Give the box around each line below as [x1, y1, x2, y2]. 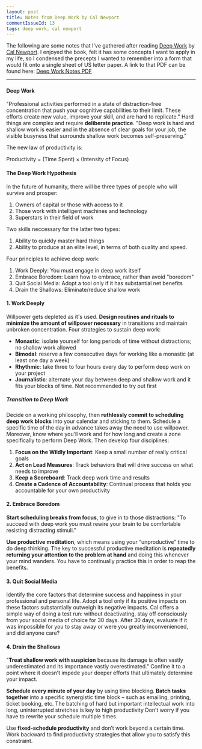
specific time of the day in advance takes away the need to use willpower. [6, 424, 189, 431]
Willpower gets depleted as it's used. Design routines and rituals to [6, 313, 174, 320]
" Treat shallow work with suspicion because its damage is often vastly [6, 656, 183, 664]
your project [14, 369, 46, 377]
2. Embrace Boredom [6, 501, 60, 508]
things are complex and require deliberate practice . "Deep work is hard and [6, 120, 195, 127]
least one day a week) [14, 356, 70, 364]
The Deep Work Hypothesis [6, 170, 77, 177]
